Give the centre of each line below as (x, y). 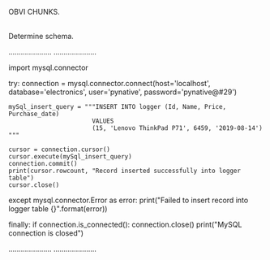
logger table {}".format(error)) (58, 209)
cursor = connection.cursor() (60, 149)
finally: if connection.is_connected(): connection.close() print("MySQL (125, 224)
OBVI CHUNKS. (34, 12)
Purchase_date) (34, 114)
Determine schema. (41, 36)
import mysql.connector (49, 67)
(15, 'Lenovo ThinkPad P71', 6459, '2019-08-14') (178, 128)
